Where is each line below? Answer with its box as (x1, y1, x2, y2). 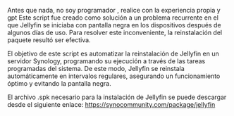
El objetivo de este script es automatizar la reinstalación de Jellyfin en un (7, 49, 220, 58)
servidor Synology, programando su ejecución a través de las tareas (7, 57, 206, 65)
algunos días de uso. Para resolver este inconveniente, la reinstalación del (7, 28, 223, 37)
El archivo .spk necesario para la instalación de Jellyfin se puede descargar (7, 93, 227, 101)
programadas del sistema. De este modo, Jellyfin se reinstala (7, 65, 185, 72)
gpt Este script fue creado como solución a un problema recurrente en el (7, 13, 218, 22)
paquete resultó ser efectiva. (7, 36, 91, 44)
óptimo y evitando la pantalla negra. (7, 79, 111, 87)
